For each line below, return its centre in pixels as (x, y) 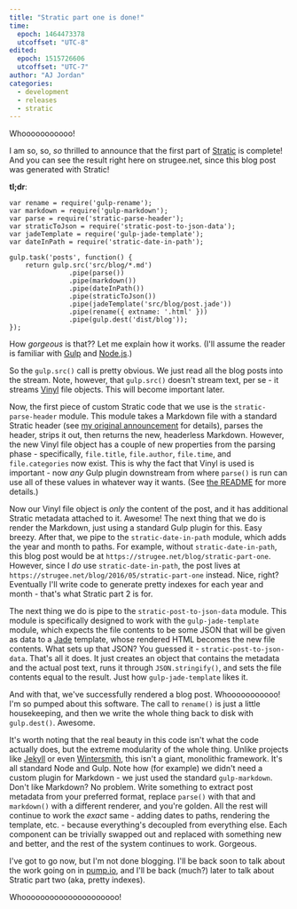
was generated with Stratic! (59, 170)
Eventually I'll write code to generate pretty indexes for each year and (137, 585)
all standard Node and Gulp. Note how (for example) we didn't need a (136, 769)
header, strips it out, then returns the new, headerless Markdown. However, (147, 435)
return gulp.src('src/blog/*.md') (89, 266)
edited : (23, 51)
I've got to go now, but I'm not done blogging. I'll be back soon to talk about (147, 861)
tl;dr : (19, 187)
